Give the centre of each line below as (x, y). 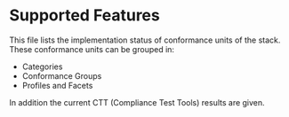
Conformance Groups (62, 75)
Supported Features (84, 16)
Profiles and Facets (57, 85)
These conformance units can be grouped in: (92, 49)
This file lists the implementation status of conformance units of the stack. (145, 40)
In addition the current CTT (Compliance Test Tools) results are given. (137, 102)
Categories (42, 66)
